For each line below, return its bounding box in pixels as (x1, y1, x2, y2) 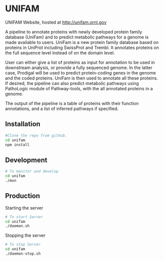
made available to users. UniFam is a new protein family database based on (5, 39, 159, 45)
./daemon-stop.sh (5, 251, 41, 256)
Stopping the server (5, 232, 46, 238)
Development (5, 156, 48, 164)
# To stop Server (5, 242, 41, 247)
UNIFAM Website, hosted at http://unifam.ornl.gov (5, 19, 107, 25)
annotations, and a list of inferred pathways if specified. (5, 106, 119, 112)
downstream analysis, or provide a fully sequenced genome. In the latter (5, 65, 153, 71)
